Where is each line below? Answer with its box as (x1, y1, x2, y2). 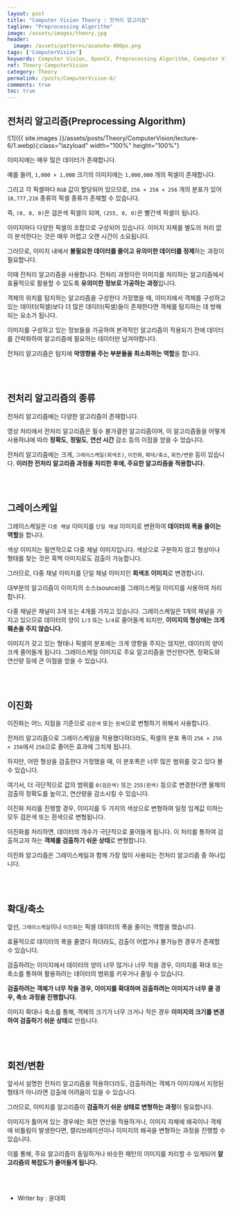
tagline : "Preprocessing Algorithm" (7, 23, 113, 30)
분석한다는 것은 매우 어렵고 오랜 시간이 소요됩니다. (14, 232, 150, 240)
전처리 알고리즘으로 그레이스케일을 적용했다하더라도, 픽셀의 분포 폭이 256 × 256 (7, 734, 223, 742)
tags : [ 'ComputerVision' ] (7, 49, 82, 56)
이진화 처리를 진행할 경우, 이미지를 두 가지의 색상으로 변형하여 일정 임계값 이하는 (7, 804, 224, 812)
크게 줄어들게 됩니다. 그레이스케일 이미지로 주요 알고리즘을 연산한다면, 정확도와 (7, 647, 221, 656)
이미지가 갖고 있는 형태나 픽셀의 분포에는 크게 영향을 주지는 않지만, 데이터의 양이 (7, 639, 224, 647)
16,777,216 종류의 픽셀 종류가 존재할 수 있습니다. (7, 194, 140, 202)
